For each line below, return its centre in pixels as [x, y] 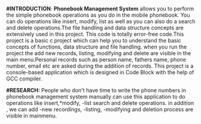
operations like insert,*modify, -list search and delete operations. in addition [100, 103]
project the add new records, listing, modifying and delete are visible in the [99, 53]
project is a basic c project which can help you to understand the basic [94, 40]
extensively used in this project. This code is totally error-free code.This [95, 34]
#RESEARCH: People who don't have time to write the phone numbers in [96, 90]
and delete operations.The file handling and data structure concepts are [95, 28]
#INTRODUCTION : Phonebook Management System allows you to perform [100, 9]
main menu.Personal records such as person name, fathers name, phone [96, 60]
